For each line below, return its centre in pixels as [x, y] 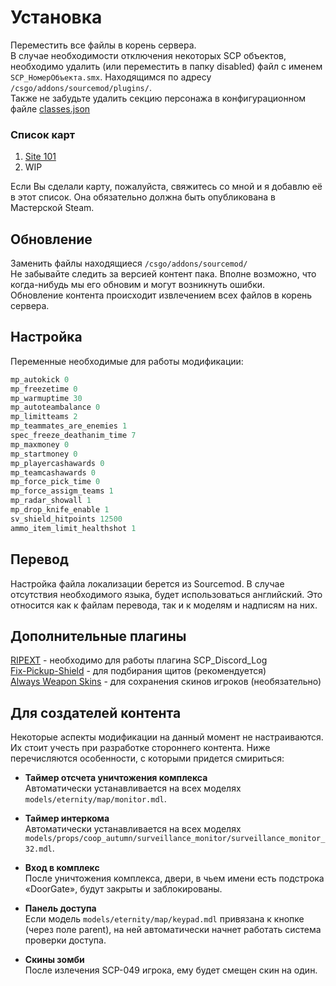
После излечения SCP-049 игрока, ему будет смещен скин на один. [171, 970]
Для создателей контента [96, 712]
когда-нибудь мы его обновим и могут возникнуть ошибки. [138, 285]
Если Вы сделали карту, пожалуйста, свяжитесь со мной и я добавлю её [166, 187]
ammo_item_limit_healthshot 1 [73, 528]
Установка [56, 17]
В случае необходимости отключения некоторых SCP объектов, [148, 55]
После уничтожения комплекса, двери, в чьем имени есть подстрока [174, 878]
